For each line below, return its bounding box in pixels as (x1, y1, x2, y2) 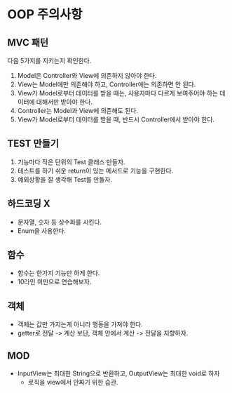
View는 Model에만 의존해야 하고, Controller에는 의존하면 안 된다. (17, 80, 196, 88)
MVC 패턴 (7, 36, 49, 48)
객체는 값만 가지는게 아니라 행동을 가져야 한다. (17, 320, 144, 328)
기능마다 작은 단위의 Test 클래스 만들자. (17, 157, 125, 166)
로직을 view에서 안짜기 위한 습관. (27, 378, 118, 387)
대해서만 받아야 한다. (36, 98, 93, 106)
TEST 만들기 (7, 138, 60, 149)
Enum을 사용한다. (17, 226, 67, 235)
